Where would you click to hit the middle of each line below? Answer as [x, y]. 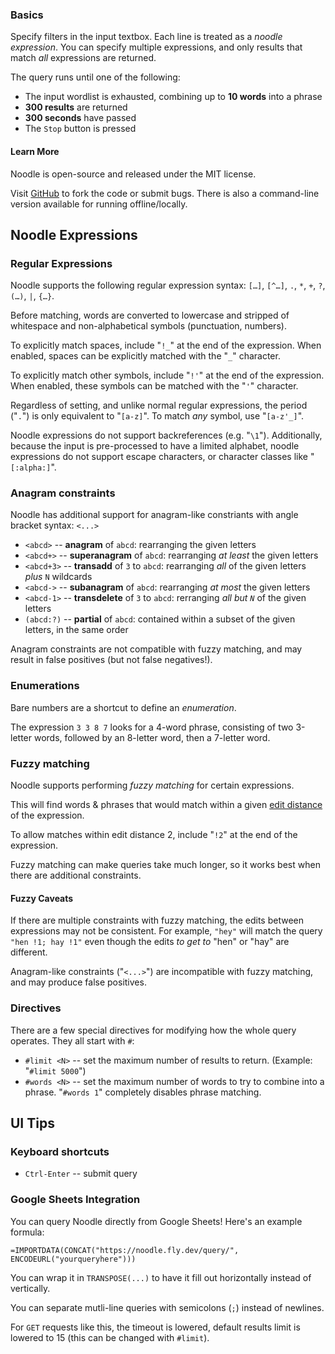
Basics [27, 15]
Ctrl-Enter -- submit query [81, 1174]
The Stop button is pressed [80, 129]
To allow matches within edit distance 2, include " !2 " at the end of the [154, 835]
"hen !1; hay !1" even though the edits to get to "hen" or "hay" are [150, 942]
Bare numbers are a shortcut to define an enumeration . [123, 707]
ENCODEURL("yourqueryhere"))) [73, 1259]
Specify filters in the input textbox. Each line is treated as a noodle [146, 37]
